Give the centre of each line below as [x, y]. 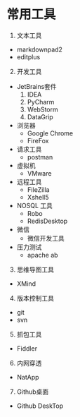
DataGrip [40, 116]
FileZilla [38, 189]
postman [40, 157]
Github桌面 [33, 392]
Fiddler [27, 348]
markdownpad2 [39, 49]
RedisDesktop [47, 221]
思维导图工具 [35, 270]
